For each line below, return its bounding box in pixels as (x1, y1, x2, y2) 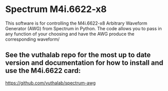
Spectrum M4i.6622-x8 (5, 4, 107, 15)
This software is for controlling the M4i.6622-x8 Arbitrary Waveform (5, 20, 148, 26)
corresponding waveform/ (5, 36, 60, 42)
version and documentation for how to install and (5, 59, 163, 67)
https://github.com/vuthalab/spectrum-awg (5, 79, 96, 86)
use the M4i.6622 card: (5, 66, 81, 75)
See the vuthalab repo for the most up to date (5, 51, 151, 59)
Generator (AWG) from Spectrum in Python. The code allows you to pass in (5, 25, 162, 31)
